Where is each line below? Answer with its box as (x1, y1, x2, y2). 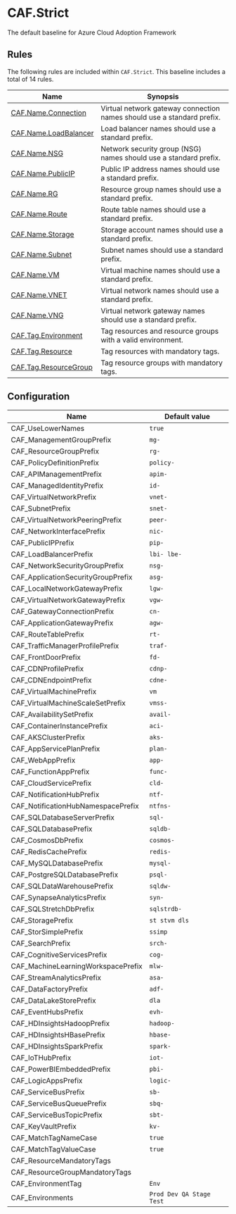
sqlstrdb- (149, 905, 183, 913)
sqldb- (149, 825, 171, 832)
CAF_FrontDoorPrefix (11, 652, 81, 662)
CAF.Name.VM (11, 270, 60, 280)
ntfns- (149, 801, 171, 810)
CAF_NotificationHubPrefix (11, 789, 100, 799)
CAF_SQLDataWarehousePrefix (11, 881, 114, 891)
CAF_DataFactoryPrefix (11, 984, 88, 994)
